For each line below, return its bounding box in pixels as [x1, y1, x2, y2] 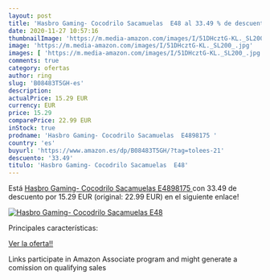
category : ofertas [8, 64, 70, 72]
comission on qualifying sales [8, 263, 107, 273]
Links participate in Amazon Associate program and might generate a [8, 254, 238, 264]
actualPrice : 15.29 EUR [8, 94, 88, 102]
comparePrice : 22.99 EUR [8, 117, 92, 125]
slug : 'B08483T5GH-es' [8, 79, 84, 87]
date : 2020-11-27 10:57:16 [8, 27, 99, 35]
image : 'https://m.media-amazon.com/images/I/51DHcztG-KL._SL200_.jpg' [8, 42, 253, 50]
